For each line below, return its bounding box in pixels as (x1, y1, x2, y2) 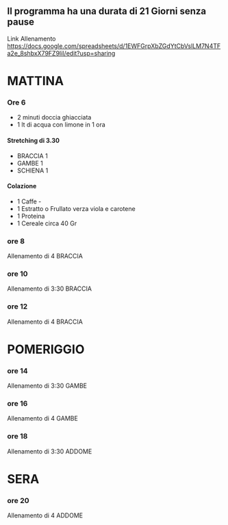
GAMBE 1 (16, 159, 43, 167)
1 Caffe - (16, 197, 42, 205)
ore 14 (7, 366, 29, 375)
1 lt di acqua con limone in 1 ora (16, 120, 106, 129)
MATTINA (7, 74, 64, 89)
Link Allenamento (7, 34, 56, 43)
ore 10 (7, 269, 28, 278)
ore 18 (7, 432, 28, 441)
